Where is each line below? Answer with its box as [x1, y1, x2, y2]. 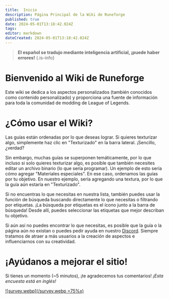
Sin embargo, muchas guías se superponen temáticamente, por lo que [5, 154, 151, 160]
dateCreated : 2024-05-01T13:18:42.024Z [5, 36, 89, 41]
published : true [5, 17, 39, 22]
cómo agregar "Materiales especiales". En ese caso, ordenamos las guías [5, 170, 158, 176]
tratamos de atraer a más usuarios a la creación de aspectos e [5, 233, 135, 239]
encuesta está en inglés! [5, 278, 57, 284]
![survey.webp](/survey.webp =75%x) [5, 288, 84, 294]
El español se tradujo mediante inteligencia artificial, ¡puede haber [17, 49, 160, 55]
